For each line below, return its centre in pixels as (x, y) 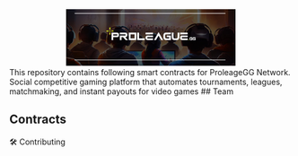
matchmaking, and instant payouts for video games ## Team (122, 91)
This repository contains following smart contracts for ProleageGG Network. (150, 72)
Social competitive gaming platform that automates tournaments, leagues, (146, 82)
